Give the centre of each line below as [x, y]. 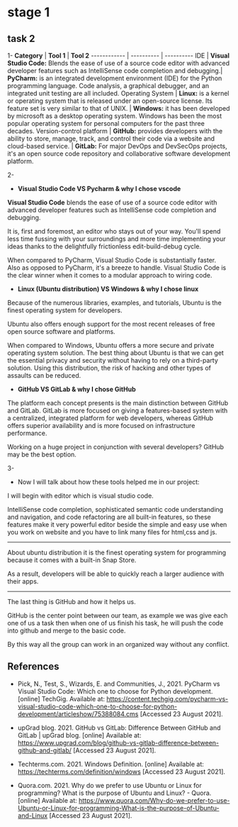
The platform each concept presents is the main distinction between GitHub [118, 403]
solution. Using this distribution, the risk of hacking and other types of [109, 368]
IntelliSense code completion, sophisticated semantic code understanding [115, 509]
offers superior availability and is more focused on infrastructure [101, 426]
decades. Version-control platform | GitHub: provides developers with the [115, 131]
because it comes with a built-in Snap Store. [72, 560]
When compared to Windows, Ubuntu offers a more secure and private [111, 345]
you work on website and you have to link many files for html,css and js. [112, 532]
